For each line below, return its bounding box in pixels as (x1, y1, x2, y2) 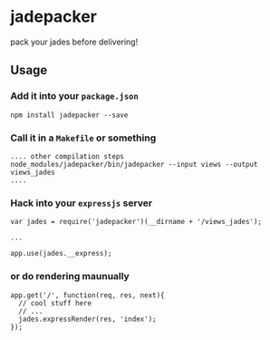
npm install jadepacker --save (10, 111, 129, 120)
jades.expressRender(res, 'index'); (18, 315, 157, 324)
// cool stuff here (18, 298, 92, 307)
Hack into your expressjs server (10, 197, 153, 209)
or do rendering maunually (10, 270, 130, 283)
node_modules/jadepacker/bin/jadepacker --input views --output (10, 160, 258, 169)
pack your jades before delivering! (10, 36, 139, 47)
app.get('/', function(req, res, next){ (10, 290, 166, 300)
